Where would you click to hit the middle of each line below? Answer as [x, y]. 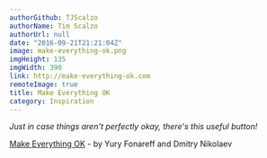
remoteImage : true [44, 84]
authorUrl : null [40, 34]
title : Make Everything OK [60, 92]
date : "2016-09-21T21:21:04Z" [66, 43]
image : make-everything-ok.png [68, 51]
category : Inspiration [52, 101]
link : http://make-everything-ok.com [80, 76]
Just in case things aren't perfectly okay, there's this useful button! [133, 127]
